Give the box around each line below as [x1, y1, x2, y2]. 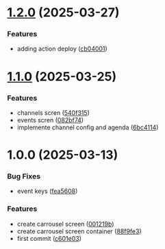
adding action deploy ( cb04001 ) [16, 44, 107, 53]
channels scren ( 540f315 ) [16, 108, 90, 117]
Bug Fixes [7, 172, 41, 181]
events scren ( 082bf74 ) [16, 116, 84, 124]
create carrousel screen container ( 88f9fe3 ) [16, 227, 142, 235]
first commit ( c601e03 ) [16, 234, 82, 242]
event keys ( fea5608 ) [16, 187, 78, 196]
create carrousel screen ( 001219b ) [16, 220, 114, 228]
